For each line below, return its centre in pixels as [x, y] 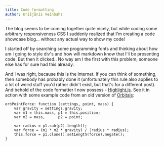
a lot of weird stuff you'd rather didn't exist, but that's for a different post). [80, 84]
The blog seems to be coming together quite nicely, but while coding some [81, 28]
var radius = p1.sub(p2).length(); [51, 126]
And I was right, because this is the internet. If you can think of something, [81, 74]
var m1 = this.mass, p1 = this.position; [57, 113]
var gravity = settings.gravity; [48, 108]
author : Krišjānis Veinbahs [34, 14]
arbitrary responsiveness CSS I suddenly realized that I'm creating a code [80, 34]
